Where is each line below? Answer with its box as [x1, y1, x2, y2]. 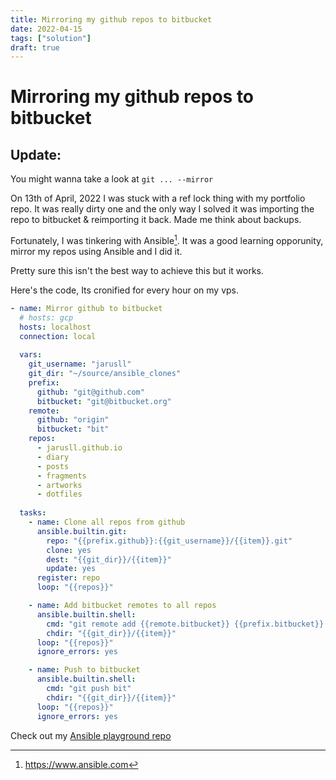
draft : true [10, 42, 60, 53]
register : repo [36, 573, 101, 583]
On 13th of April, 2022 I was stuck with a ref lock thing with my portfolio [10, 192, 306, 205]
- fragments [36, 471, 87, 481]
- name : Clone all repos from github [28, 517, 186, 528]
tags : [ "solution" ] [10, 33, 92, 43]
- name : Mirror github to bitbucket [10, 303, 163, 313]
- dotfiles [36, 489, 83, 500]
